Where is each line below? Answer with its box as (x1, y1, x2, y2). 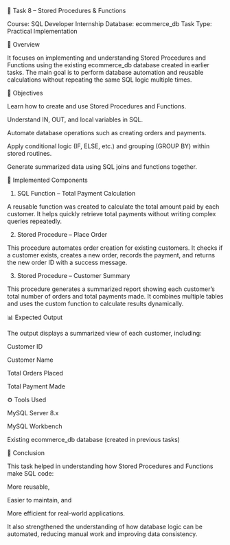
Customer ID (7, 343, 43, 350)
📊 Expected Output (7, 313, 63, 321)
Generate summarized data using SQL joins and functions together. (7, 163, 198, 171)
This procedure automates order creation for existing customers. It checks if (7, 244, 223, 252)
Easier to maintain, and (7, 496, 72, 504)
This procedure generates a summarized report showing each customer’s (7, 285, 215, 293)
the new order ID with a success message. (7, 258, 128, 266)
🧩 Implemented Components (7, 176, 88, 184)
